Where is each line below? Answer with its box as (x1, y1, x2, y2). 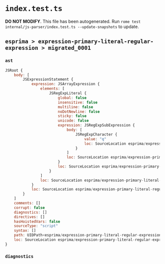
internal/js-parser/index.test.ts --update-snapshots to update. (5, 24, 139, 30)
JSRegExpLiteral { (49, 91, 87, 96)
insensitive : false (57, 100, 98, 105)
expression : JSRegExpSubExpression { (57, 123, 135, 128)
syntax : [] (14, 228, 36, 233)
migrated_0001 (48, 44, 91, 52)
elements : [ (40, 86, 65, 91)
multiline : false (57, 104, 93, 109)
